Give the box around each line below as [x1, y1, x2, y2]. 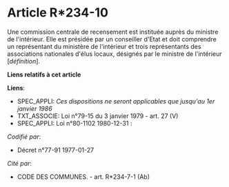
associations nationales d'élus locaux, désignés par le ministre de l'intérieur [7, 50, 222, 58]
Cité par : [7, 159, 32, 167]
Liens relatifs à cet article [7, 70, 81, 79]
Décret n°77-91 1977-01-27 [17, 146, 94, 154]
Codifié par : [7, 132, 41, 141]
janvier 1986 [17, 104, 53, 112]
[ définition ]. [7, 57, 40, 65]
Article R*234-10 [7, 5, 109, 21]
